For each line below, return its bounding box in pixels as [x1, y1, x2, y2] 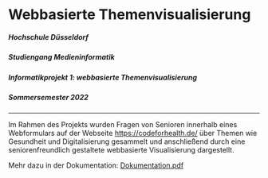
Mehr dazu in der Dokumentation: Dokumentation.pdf [8, 161, 184, 170]
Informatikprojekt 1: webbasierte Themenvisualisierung [8, 72, 198, 82]
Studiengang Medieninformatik [8, 52, 116, 62]
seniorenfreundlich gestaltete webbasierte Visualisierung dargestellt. [8, 145, 235, 155]
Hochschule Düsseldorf [8, 32, 89, 41]
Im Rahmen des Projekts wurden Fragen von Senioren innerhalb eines [8, 120, 238, 130]
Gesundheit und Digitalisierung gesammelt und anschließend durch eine [8, 137, 246, 146]
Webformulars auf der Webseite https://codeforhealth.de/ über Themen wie [8, 129, 258, 138]
